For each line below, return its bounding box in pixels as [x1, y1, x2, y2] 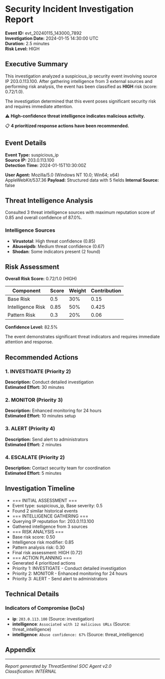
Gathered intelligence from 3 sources [12, 523, 88, 529]
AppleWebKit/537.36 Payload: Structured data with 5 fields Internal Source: [5, 177, 159, 183]
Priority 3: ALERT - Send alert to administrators [12, 575, 108, 581]
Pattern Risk [7, 312, 36, 319]
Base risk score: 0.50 [12, 534, 55, 540]
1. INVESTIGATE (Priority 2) [5, 368, 71, 375]
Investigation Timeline [5, 485, 75, 493]
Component [12, 287, 41, 294]
